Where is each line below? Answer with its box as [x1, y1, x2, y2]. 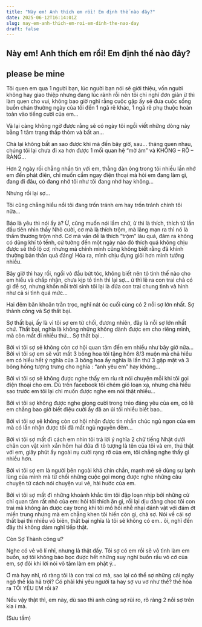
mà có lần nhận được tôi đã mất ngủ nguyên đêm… [6, 424, 133, 431]
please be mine [6, 69, 65, 79]
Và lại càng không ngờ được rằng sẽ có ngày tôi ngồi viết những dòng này [6, 122, 191, 130]
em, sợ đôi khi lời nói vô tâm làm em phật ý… [6, 560, 117, 567]
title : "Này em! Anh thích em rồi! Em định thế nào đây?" [6, 8, 155, 15]
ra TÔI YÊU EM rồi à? [6, 585, 59, 592]
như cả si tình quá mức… [6, 289, 68, 297]
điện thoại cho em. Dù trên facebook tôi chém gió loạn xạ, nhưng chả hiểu [6, 381, 191, 388]
